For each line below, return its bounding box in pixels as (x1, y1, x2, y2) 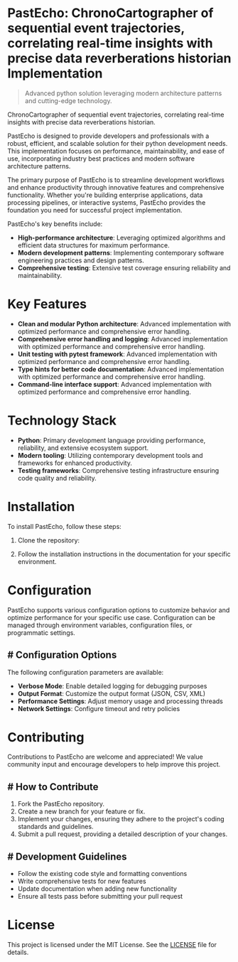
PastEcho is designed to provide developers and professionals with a (7, 132, 210, 140)
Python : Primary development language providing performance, (17, 436, 206, 444)
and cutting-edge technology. (24, 96, 112, 105)
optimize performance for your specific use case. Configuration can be (7, 613, 215, 621)
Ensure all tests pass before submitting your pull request (17, 892, 183, 901)
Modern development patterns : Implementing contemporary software (17, 248, 225, 257)
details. (7, 948, 29, 956)
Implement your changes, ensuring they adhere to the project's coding (17, 815, 225, 823)
